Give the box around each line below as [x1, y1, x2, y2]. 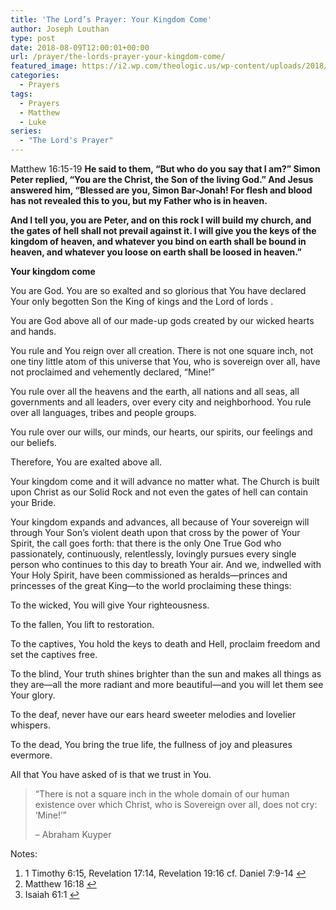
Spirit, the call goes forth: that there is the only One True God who [10, 537, 282, 549]
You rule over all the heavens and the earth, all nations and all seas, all [10, 386, 300, 397]
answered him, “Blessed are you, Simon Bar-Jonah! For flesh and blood [10, 184, 313, 196]
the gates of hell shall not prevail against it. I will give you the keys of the [10, 225, 317, 236]
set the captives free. [10, 649, 98, 660]
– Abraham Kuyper [34, 829, 112, 840]
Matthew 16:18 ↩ [24, 878, 97, 890]
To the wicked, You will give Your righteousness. [10, 599, 210, 611]
